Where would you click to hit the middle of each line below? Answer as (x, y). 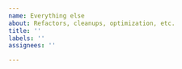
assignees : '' (32, 46)
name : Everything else (47, 16)
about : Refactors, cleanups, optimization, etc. (92, 23)
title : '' (25, 30)
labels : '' (27, 38)
